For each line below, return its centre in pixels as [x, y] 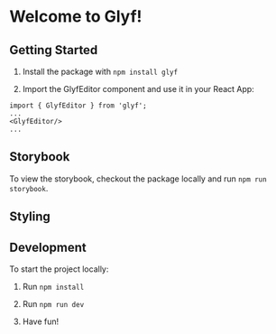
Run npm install [53, 287]
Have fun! [41, 321]
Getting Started [54, 50]
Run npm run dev [53, 304]
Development [48, 247]
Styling [30, 217]
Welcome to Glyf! [76, 17]
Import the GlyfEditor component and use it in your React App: [138, 89]
